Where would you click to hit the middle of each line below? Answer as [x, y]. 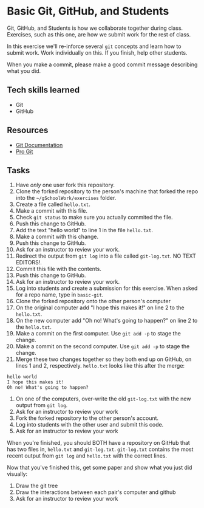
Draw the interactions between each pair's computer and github [96, 492]
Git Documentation [39, 145]
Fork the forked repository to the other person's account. [87, 418]
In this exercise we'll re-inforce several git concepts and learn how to [94, 46]
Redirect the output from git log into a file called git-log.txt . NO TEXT [106, 256]
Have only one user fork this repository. [65, 185]
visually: [17, 474]
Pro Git [24, 151]
